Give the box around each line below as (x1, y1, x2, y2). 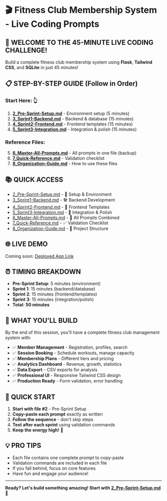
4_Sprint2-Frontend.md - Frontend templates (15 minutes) (12, 121, 133, 127)
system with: (5, 335, 31, 341)
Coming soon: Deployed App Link (5, 253, 74, 259)
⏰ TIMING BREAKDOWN (5, 268, 81, 276)
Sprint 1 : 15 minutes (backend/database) (12, 286, 95, 292)
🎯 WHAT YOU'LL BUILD (5, 316, 78, 324)
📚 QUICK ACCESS (5, 176, 64, 184)
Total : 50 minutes (12, 302, 50, 308)
